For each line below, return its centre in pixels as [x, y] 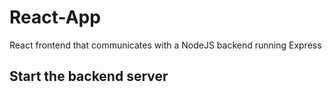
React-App [55, 17]
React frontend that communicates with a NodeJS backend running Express [165, 45]
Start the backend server [89, 76]
